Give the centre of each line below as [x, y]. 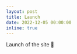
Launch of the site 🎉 [30, 45]
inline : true [22, 28]
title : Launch [23, 17]
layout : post [22, 11]
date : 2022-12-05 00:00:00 [39, 22]
